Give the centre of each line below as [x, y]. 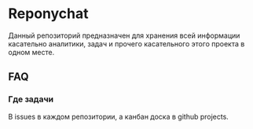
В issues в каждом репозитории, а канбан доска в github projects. [119, 116]
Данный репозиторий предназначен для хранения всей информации [124, 35]
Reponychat [48, 14]
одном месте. [31, 52]
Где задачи [31, 99]
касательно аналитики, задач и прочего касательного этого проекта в [126, 43]
